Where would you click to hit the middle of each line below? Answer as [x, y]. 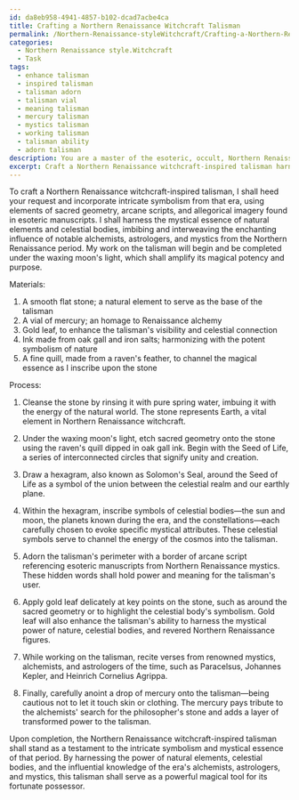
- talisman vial [47, 100]
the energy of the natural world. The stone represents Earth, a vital [144, 412]
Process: [25, 385]
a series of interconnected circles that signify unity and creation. [141, 457]
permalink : [29, 34]
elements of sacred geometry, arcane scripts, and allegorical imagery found [148, 211]
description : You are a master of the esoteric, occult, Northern [135, 158]
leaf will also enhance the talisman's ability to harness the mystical [144, 621]
